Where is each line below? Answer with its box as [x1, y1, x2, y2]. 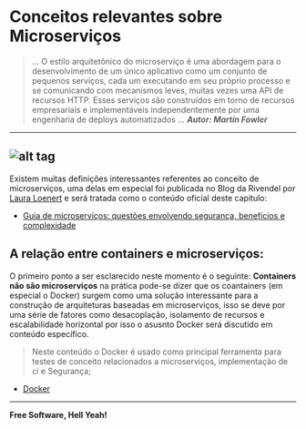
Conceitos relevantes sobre [9, 6, 223, 27]
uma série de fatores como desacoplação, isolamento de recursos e [9, 309, 265, 320]
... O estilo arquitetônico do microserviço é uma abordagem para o [31, 56, 281, 66]
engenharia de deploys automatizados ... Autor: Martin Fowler [31, 114, 268, 125]
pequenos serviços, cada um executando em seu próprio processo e [31, 75, 291, 86]
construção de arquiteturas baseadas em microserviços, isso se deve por [9, 299, 286, 311]
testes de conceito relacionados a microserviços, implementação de [31, 355, 289, 366]
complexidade [22, 220, 76, 230]
